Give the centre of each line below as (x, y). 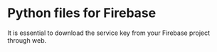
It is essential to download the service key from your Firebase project (109, 33)
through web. (27, 40)
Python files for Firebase (82, 13)
